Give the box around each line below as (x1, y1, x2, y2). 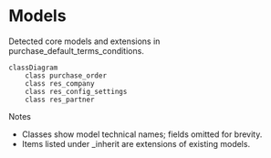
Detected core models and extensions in (8, 36, 161, 47)
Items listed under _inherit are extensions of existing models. (21, 138, 251, 149)
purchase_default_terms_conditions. (8, 45, 145, 56)
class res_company (25, 79, 95, 88)
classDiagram (8, 63, 58, 72)
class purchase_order (25, 70, 107, 80)
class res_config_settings (25, 87, 128, 96)
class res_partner (25, 95, 95, 104)
